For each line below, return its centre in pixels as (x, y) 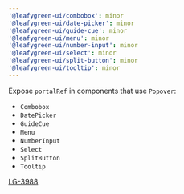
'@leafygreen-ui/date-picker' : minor (72, 23)
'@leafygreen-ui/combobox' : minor (66, 16)
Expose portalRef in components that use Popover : (92, 91)
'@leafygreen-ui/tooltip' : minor (64, 68)
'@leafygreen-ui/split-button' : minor (73, 61)
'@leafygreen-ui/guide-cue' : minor (68, 30)
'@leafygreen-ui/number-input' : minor (73, 46)
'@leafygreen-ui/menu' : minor (59, 38)
